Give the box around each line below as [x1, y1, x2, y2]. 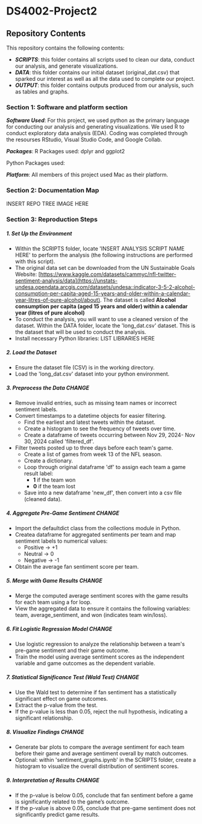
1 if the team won [33, 476, 76, 484]
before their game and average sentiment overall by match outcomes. [14, 750, 189, 757]
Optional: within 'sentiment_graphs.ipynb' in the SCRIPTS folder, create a [14, 756, 196, 764]
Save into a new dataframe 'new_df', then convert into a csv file [24, 489, 182, 496]
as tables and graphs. [14, 88, 69, 95]
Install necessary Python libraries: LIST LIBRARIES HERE [14, 335, 155, 342]
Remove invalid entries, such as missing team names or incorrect [14, 400, 177, 407]
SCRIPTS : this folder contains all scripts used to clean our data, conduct [14, 56, 195, 63]
